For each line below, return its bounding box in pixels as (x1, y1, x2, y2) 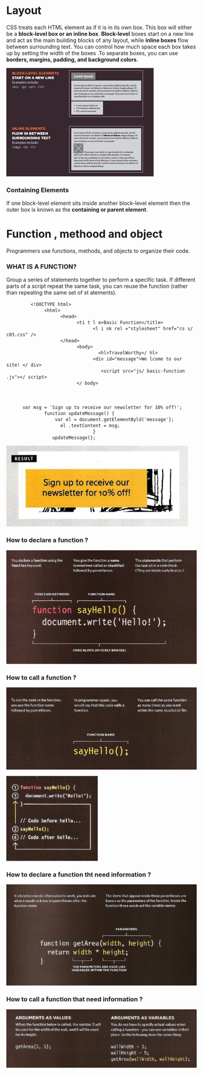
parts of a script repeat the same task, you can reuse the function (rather (6, 282, 188, 290)
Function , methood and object (6, 227, 163, 241)
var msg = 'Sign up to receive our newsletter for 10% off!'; (22, 404, 182, 411)
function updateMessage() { (44, 410, 115, 417)
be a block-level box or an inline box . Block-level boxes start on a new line (6, 30, 194, 37)
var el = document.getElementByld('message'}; (54, 416, 174, 423)
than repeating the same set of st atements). (6, 289, 117, 296)
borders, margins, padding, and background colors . (6, 56, 138, 63)
